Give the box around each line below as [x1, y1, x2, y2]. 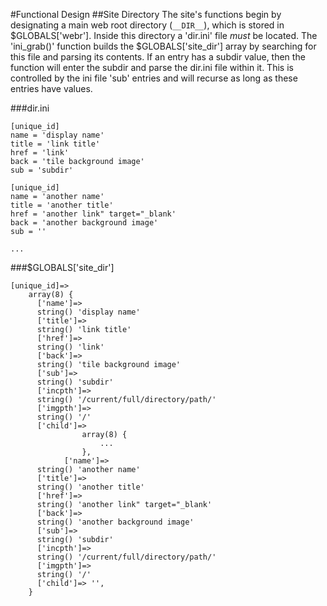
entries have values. [10, 83, 93, 94]
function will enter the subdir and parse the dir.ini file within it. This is [10, 62, 294, 73]
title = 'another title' [10, 200, 114, 210]
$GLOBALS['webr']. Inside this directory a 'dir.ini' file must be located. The [10, 30, 318, 41]
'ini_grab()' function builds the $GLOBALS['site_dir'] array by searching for [10, 40, 317, 52]
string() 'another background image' [36, 517, 195, 527]
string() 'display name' [36, 307, 141, 317]
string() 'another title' [36, 482, 145, 492]
